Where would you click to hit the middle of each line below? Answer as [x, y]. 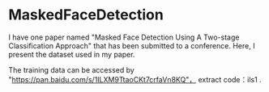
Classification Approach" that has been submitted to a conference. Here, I [132, 45]
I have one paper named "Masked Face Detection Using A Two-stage [124, 37]
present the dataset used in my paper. [72, 54]
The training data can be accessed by [72, 69]
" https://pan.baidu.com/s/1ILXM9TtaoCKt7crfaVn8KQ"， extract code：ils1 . [135, 79]
